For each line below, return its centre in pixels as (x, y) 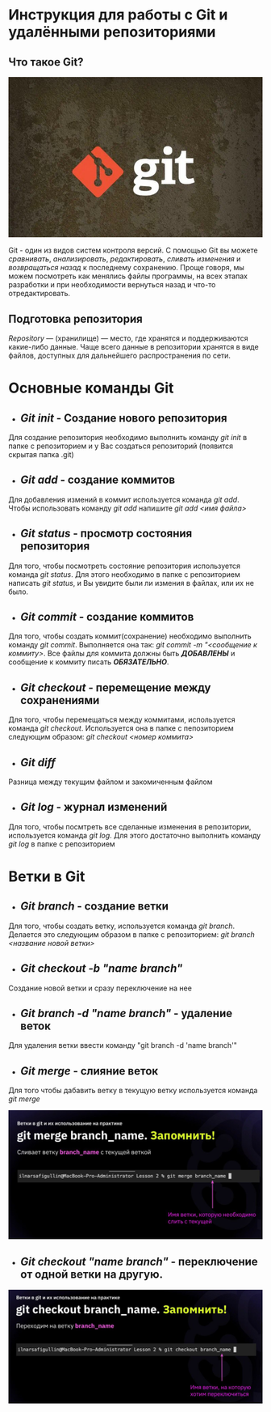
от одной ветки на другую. (92, 1275)
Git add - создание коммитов (98, 480)
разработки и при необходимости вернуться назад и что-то (112, 285)
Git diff (38, 762)
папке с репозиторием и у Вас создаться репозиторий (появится (121, 446)
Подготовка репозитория (75, 318)
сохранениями (60, 700)
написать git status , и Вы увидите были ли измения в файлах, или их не (131, 583)
